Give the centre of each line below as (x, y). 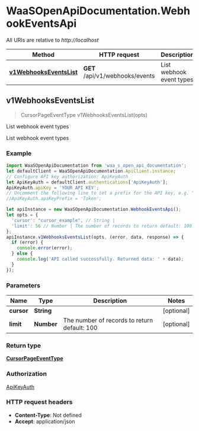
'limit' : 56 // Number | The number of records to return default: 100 (102, 226)
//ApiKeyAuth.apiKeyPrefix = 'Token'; (54, 199)
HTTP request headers (39, 402)
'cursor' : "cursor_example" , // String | (63, 220)
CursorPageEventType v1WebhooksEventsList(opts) (84, 115)
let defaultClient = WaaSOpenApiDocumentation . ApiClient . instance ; (91, 171)
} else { (22, 253)
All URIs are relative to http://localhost (52, 40)
